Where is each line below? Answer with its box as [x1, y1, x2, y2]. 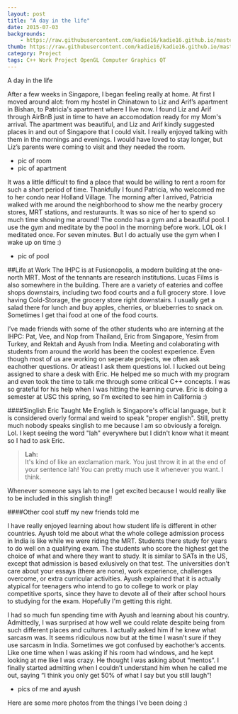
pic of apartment [17, 164, 67, 172]
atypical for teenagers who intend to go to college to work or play [7, 581, 198, 590]
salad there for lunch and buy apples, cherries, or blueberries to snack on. [7, 303, 225, 312]
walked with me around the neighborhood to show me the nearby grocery [7, 200, 223, 209]
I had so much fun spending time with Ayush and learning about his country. [7, 610, 230, 619]
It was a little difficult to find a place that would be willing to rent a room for [7, 177, 226, 186]
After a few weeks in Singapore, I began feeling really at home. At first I [7, 89, 215, 98]
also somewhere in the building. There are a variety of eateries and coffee [7, 280, 223, 289]
